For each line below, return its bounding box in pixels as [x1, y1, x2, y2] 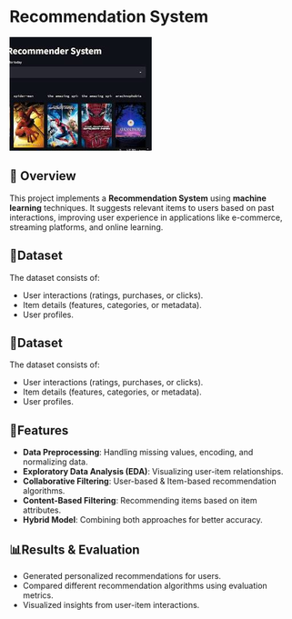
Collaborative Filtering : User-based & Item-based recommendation [22, 475, 277, 487]
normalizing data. [22, 456, 88, 467]
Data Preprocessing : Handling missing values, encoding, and [22, 447, 254, 458]
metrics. [22, 590, 55, 601]
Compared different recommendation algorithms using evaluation [22, 580, 268, 591]
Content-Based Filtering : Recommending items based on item [22, 495, 257, 506]
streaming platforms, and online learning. [9, 221, 164, 233]
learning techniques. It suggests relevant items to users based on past [9, 202, 275, 213]
